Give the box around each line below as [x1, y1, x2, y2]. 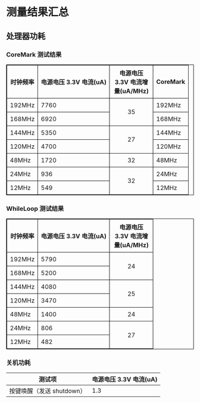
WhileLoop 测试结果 [6, 204, 64, 213]
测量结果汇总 [6, 5, 70, 19]
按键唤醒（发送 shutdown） [9, 387, 86, 395]
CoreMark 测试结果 [6, 50, 62, 58]
